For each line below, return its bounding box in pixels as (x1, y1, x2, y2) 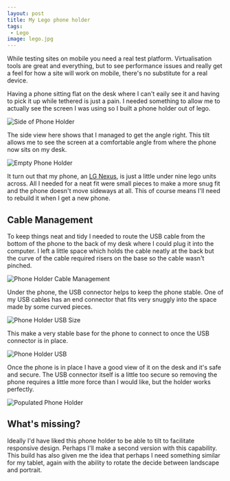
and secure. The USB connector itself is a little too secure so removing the (7, 370, 218, 379)
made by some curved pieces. (7, 302, 93, 311)
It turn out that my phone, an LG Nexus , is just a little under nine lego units (7, 172, 216, 181)
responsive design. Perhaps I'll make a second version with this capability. (7, 444, 218, 452)
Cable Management (7, 214, 93, 225)
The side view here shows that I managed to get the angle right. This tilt (7, 131, 210, 139)
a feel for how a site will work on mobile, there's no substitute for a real (7, 69, 208, 78)
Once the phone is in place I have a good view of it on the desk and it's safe (7, 363, 222, 371)
